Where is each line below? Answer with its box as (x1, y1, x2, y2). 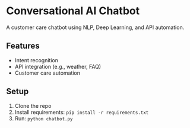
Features (6, 41, 40, 51)
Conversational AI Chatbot (6, 4, 140, 18)
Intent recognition (14, 56, 58, 63)
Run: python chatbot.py (14, 114, 73, 122)
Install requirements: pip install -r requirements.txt (14, 108, 149, 116)
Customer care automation (14, 69, 81, 76)
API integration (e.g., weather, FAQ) (14, 63, 102, 70)
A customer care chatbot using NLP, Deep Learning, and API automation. (6, 24, 185, 31)
